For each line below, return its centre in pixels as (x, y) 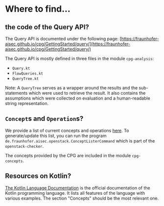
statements (16, 93)
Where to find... (38, 9)
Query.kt (21, 68)
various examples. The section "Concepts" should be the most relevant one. (82, 198)
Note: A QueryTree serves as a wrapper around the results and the (71, 88)
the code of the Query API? (47, 27)
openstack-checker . (24, 146)
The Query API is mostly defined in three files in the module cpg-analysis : (80, 59)
